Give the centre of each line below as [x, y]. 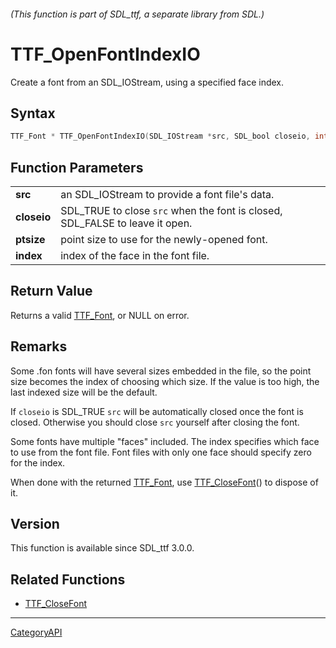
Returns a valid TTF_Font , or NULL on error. [100, 315]
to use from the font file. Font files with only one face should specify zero [161, 452]
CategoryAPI [36, 632]
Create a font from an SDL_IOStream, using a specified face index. [147, 82]
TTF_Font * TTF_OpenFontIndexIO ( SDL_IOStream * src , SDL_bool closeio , [160, 136]
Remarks [39, 346]
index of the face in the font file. [135, 256]
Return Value [51, 291]
